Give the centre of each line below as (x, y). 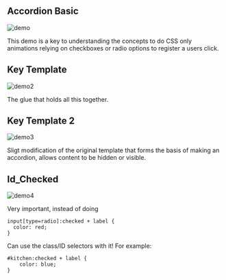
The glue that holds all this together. (58, 99)
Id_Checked (33, 179)
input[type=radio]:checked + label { (61, 221)
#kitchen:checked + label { (47, 259)
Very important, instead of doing (53, 209)
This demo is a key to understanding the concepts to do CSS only (100, 41)
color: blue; (38, 265)
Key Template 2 (41, 121)
